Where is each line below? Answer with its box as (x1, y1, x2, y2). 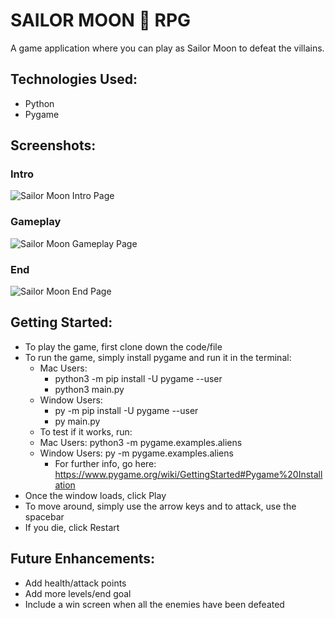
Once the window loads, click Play (24, 489, 167, 501)
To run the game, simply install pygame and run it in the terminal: (24, 351, 292, 363)
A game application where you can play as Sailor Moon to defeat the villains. (10, 42, 325, 54)
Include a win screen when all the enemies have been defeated (24, 598, 285, 610)
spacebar (24, 510, 65, 523)
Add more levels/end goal (24, 587, 132, 599)
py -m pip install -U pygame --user (54, 404, 199, 416)
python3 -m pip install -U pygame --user (54, 372, 223, 384)
